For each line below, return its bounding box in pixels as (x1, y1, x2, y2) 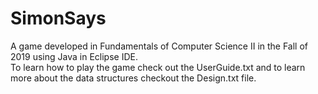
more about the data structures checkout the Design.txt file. (10, 72, 257, 84)
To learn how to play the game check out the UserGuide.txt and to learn (10, 61, 306, 73)
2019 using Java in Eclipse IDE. (10, 50, 138, 62)
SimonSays (10, 7, 107, 30)
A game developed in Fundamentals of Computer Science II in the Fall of (10, 40, 309, 52)
